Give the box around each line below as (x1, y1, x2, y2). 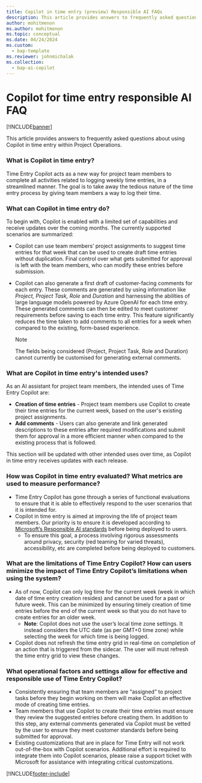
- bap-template (11, 48, 50, 54)
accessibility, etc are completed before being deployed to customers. (23, 544, 196, 551)
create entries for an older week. (14, 613, 96, 621)
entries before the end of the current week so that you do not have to (14, 607, 187, 614)
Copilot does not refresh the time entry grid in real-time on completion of (14, 639, 196, 646)
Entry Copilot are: (6, 389, 50, 396)
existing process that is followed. (14, 439, 97, 446)
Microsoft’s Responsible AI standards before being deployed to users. (14, 525, 188, 532)
